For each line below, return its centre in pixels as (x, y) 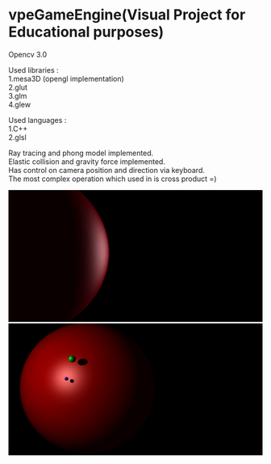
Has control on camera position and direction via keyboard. (107, 170)
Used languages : (38, 120)
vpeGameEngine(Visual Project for (127, 15)
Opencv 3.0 (28, 54)
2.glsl (17, 137)
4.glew (19, 104)
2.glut (18, 87)
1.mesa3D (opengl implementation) (67, 78)
